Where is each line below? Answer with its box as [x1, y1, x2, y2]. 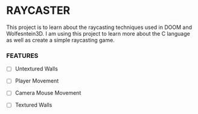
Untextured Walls [14, 65, 59, 72]
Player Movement [14, 77, 59, 84]
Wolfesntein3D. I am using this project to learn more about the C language [6, 30, 190, 37]
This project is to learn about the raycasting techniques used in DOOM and [6, 24, 192, 31]
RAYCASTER [6, 4, 71, 17]
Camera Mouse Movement [14, 89, 81, 97]
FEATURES [6, 51, 39, 60]
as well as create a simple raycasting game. [6, 36, 115, 43]
